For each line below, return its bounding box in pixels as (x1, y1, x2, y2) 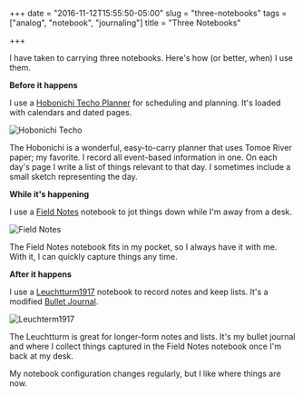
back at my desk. (9, 351, 74, 361)
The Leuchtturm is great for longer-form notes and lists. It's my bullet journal (9, 332, 296, 342)
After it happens (9, 269, 73, 280)
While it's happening (9, 189, 90, 199)
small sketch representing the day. (9, 172, 138, 182)
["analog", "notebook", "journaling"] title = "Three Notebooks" (9, 17, 241, 28)
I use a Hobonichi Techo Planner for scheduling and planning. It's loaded (9, 97, 281, 108)
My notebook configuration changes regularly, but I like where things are (9, 368, 281, 379)
